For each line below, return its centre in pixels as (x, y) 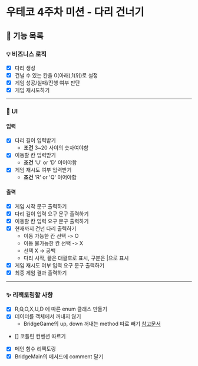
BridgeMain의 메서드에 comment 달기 (59, 356)
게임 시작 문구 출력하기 (41, 206)
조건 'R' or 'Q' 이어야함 (50, 177)
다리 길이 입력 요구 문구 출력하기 (52, 214)
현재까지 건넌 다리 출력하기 (45, 228)
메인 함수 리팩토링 (35, 349)
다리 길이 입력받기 (35, 140)
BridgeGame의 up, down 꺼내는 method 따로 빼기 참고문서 (92, 324)
